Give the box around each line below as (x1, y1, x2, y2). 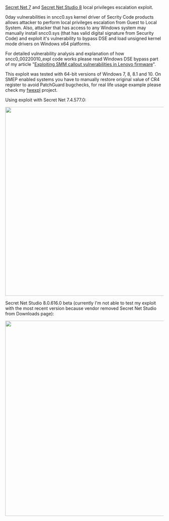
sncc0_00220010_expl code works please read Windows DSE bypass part (5, 56, 158, 62)
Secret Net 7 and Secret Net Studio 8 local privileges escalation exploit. (5, 5, 153, 10)
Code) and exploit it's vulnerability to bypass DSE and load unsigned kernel (5, 35, 161, 41)
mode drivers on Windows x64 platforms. (5, 41, 92, 47)
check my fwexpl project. (5, 87, 58, 93)
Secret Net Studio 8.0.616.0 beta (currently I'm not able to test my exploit (5, 300, 156, 306)
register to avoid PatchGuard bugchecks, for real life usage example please (5, 82, 161, 88)
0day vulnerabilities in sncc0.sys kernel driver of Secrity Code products (5, 14, 154, 20)
